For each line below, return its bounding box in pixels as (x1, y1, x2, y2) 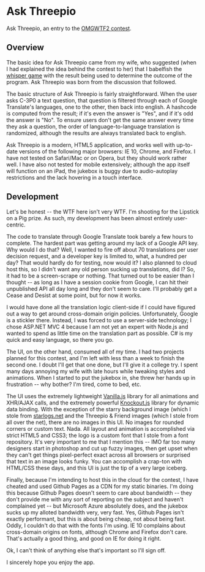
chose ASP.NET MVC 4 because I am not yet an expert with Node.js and (6, 323, 188, 330)
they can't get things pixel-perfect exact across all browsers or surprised (6, 451, 191, 458)
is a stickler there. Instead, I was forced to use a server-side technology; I (6, 316, 192, 323)
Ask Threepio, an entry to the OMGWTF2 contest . (6, 25, 132, 32)
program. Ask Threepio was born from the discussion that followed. (6, 78, 177, 85)
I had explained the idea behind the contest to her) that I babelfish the (6, 65, 182, 72)
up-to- (176, 141, 193, 149)
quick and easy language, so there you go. (6, 336, 114, 343)
